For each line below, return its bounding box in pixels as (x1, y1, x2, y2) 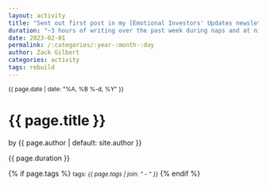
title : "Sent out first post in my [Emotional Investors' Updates (8, 19, 233, 27)
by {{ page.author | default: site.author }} (8, 138, 142, 147)
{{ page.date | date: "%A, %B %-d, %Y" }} (8, 85, 125, 93)
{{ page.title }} (8, 111, 106, 130)
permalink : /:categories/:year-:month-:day (8, 41, 155, 49)
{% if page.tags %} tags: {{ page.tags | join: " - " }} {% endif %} (8, 169, 201, 178)
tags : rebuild (8, 64, 56, 72)
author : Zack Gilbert (8, 48, 80, 56)
